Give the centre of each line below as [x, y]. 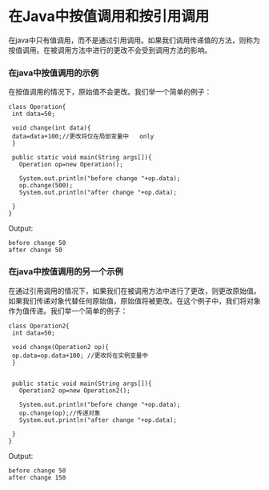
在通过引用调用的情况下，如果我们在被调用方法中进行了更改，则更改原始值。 [134, 291]
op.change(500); [46, 186]
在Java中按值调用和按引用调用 [109, 16]
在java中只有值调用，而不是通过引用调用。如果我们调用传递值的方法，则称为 [134, 40]
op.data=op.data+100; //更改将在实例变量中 [80, 355]
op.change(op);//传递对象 [60, 413]
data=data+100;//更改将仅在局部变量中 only [83, 137]
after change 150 [37, 477]
